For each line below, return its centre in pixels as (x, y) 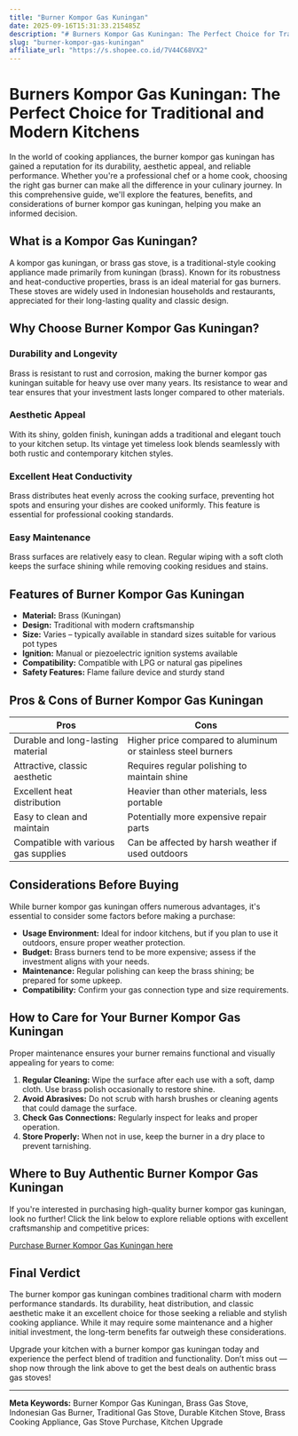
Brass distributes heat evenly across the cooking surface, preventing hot (142, 496)
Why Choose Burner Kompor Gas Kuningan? (134, 328)
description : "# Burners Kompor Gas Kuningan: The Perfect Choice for (142, 34)
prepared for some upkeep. (72, 980)
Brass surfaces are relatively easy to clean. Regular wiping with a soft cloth (146, 557)
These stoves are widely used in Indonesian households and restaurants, (142, 291)
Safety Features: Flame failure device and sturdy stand (123, 673)
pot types (39, 644)
